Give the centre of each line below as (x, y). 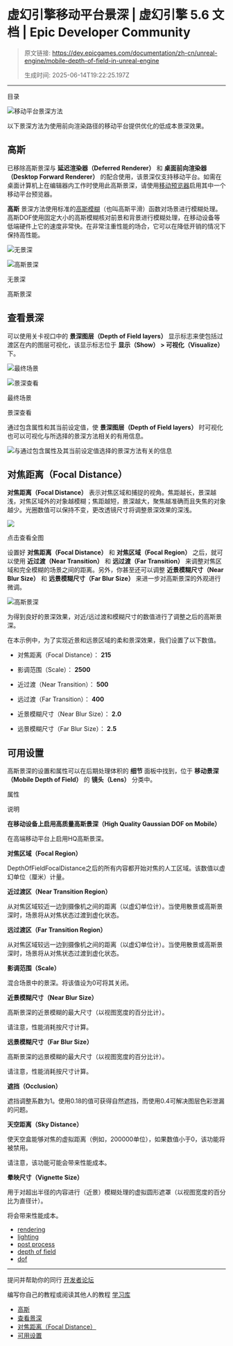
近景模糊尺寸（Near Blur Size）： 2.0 (69, 714)
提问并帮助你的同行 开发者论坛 (51, 1280)
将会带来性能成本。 (35, 1216)
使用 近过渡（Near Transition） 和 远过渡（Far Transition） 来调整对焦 (114, 561)
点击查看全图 (25, 538)
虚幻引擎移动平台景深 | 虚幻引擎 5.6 (108, 15)
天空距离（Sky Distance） (45, 1124)
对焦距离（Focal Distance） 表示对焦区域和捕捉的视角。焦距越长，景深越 (112, 493)
